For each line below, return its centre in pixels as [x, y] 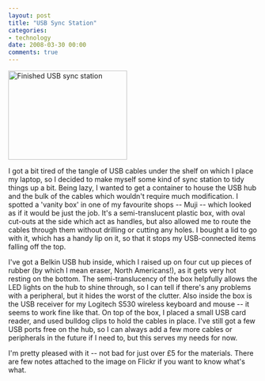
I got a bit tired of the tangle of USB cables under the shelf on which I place [131, 171]
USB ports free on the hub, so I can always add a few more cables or [120, 329]
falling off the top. [37, 247]
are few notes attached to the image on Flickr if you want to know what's [127, 362]
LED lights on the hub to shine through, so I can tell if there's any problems [130, 287]
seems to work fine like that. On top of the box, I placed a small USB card [127, 312]
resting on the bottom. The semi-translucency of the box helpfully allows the [133, 279]
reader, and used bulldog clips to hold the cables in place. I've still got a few [132, 321]
